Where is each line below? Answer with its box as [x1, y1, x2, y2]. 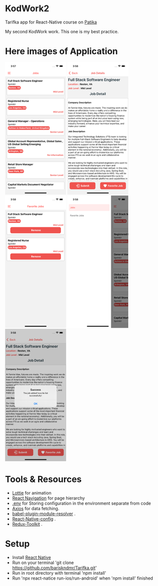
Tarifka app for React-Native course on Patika [5, 19, 97, 25]
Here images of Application [5, 46, 118, 57]
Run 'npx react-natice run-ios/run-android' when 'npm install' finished [12, 575, 154, 581]
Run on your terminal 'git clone [12, 560, 74, 565]
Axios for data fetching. [12, 505, 59, 511]
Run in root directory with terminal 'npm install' [12, 570, 106, 576]
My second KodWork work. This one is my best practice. [5, 28, 119, 34]
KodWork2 [5, 3, 50, 14]
